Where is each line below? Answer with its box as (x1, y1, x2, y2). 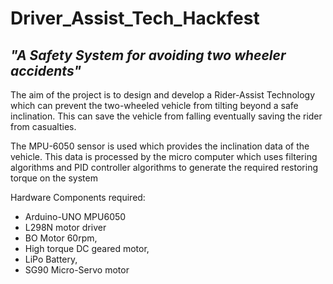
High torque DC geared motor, (24, 243, 150, 254)
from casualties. (10, 121, 77, 132)
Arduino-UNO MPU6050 (24, 211, 127, 222)
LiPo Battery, (24, 253, 78, 265)
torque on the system (10, 172, 98, 184)
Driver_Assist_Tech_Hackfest (10, 7, 260, 30)
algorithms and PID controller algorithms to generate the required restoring (10, 162, 318, 173)
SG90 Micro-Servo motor (24, 264, 130, 276)
